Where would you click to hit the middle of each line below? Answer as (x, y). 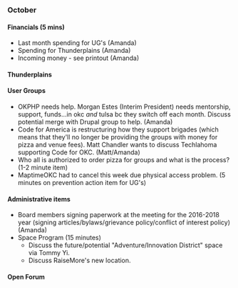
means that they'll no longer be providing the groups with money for (118, 136)
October (22, 10)
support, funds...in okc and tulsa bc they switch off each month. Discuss (124, 114)
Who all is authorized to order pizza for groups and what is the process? (124, 159)
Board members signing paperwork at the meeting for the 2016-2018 (118, 215)
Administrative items (39, 199)
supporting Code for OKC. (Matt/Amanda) (79, 152)
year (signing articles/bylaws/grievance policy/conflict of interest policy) (124, 222)
